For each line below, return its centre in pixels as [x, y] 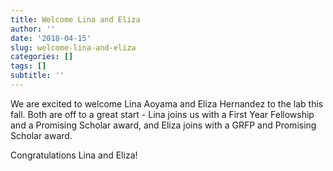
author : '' [33, 29]
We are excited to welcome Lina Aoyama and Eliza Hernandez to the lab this [167, 103]
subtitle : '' [37, 76]
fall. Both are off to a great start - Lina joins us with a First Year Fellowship [162, 114]
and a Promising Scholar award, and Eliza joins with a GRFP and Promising [163, 125]
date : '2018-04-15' [51, 38]
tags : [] [28, 66]
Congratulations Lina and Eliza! [74, 155]
